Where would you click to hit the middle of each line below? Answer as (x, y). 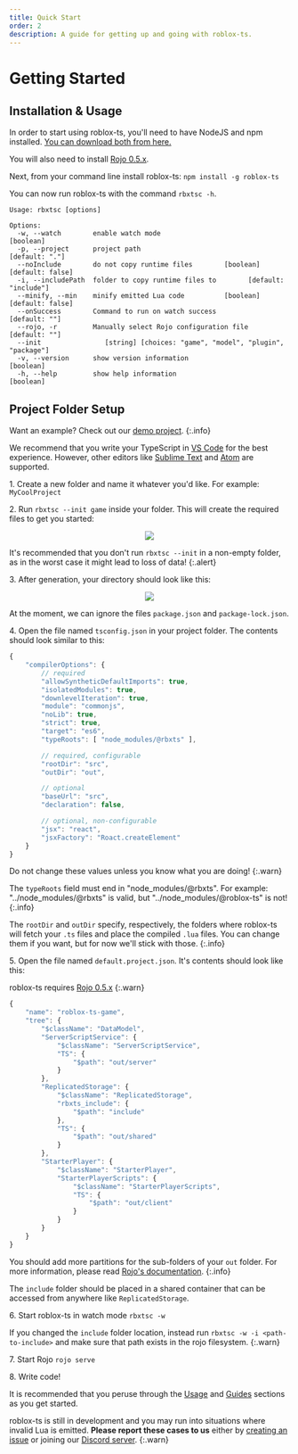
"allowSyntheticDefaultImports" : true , (115, 682)
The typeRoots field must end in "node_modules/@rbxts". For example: (139, 888)
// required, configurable (91, 756)
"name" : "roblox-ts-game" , (75, 1012)
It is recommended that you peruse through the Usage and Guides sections (147, 1393)
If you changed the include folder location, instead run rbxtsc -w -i (134, 1332)
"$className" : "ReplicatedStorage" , (125, 1095)
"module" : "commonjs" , (83, 706)
